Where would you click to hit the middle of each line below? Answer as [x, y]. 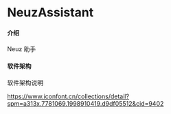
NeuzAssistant [50, 13]
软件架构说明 [25, 83]
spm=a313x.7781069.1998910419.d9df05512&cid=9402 [85, 103]
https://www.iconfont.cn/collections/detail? [68, 96]
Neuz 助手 [22, 49]
